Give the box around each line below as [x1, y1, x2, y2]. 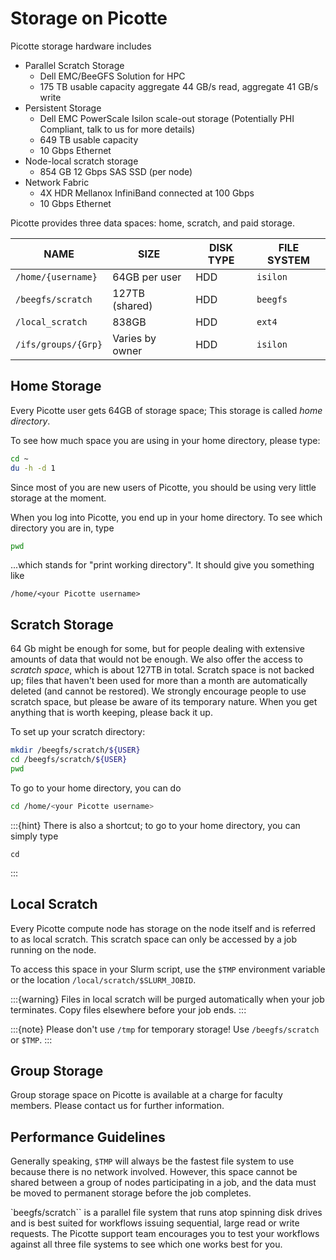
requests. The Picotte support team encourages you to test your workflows [10, 1228, 320, 1240]
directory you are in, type [10, 522, 115, 534]
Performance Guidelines [10, 1128, 166, 1146]
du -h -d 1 [10, 463, 56, 473]
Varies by [112, 331, 157, 345]
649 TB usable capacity [39, 133, 139, 146]
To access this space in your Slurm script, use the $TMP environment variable [10, 963, 326, 975]
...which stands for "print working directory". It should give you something [10, 559, 315, 571]
